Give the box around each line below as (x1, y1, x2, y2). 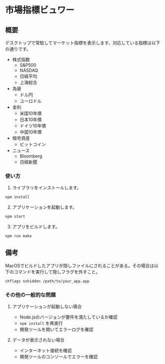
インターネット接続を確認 (19, 347, 72, 353)
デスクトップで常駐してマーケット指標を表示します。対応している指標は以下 (5, 40, 161, 46)
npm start (5, 214, 26, 219)
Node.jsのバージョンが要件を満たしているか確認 (19, 314, 118, 320)
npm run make (5, 234, 32, 239)
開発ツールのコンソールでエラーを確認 (19, 354, 98, 360)
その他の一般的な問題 (5, 291, 56, 298)
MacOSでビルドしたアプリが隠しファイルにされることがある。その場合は (5, 262, 154, 268)
